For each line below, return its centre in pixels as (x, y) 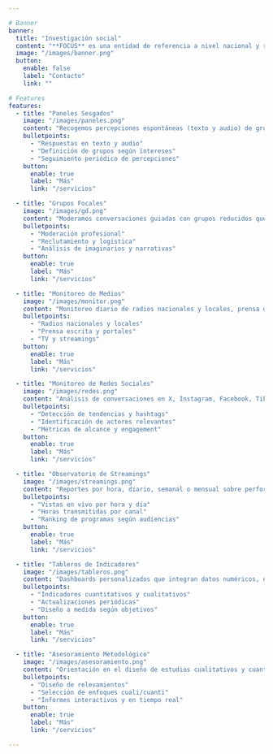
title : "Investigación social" (69, 38)
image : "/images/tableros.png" (76, 572)
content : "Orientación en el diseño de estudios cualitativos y (134, 669)
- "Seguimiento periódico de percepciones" (105, 158)
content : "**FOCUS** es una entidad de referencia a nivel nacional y (138, 45)
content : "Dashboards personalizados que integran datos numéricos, (141, 579)
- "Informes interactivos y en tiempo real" (106, 700)
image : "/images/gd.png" (65, 211)
